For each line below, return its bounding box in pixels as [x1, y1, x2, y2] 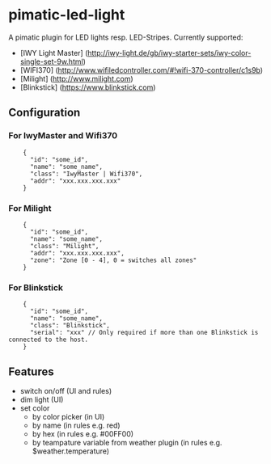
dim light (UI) [19, 394, 64, 405]
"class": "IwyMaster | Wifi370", [29, 170, 143, 178]
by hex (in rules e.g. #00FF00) [32, 429, 134, 439]
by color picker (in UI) [32, 412, 105, 422]
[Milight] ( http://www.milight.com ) [19, 74, 133, 83]
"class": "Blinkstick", [29, 322, 111, 330]
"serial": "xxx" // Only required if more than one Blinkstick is [29, 329, 259, 337]
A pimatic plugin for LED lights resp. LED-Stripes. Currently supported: [8, 32, 243, 42]
